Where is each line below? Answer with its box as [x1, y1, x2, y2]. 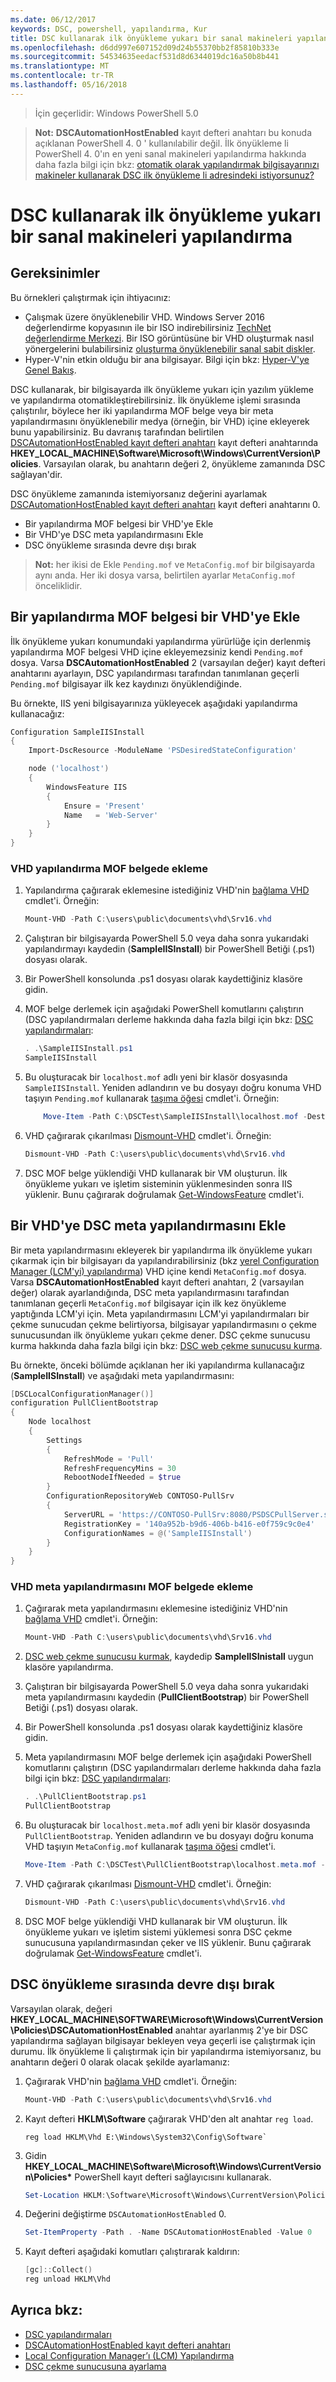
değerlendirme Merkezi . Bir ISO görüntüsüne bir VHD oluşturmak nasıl [24, 332, 315, 344]
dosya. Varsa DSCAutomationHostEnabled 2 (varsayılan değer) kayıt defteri [10, 656, 326, 668]
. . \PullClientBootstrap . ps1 [24, 1792, 147, 1802]
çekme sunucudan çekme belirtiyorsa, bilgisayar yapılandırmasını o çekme [10, 1318, 317, 1330]
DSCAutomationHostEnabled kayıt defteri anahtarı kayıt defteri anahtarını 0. [10, 498, 321, 510]
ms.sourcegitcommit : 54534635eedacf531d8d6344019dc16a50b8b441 [10, 52, 280, 62]
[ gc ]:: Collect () [24, 2265, 93, 2275]
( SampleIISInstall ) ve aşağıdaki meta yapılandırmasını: [10, 1369, 235, 1381]
